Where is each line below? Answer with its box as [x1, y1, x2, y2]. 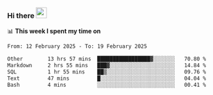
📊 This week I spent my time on [7, 27, 101, 35]
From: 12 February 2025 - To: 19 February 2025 [7, 43, 148, 50]
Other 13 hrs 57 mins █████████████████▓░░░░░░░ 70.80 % [7, 55, 207, 62]
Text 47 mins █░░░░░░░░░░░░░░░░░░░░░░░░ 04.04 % [7, 75, 207, 82]
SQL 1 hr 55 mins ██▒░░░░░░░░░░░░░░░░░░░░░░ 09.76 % [7, 68, 207, 76]
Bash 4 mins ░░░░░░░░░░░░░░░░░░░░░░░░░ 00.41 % [7, 81, 207, 88]
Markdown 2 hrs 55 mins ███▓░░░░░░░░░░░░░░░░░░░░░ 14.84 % [7, 62, 207, 69]
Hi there [7, 10, 35, 20]
